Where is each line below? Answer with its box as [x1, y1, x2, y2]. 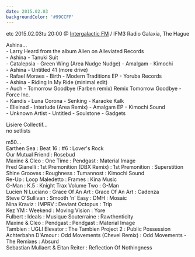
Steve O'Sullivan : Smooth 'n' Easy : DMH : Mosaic [6, 194, 127, 202]
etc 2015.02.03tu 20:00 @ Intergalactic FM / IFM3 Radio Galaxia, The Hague [6, 30, 190, 37]
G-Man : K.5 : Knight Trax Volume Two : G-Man [6, 182, 120, 189]
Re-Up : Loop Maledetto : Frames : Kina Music [6, 176, 117, 183]
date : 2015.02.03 [6, 8, 48, 15]
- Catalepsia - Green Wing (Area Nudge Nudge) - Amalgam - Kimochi [6, 60, 173, 67]
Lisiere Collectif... [6, 121, 48, 128]
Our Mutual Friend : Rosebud [6, 151, 75, 158]
